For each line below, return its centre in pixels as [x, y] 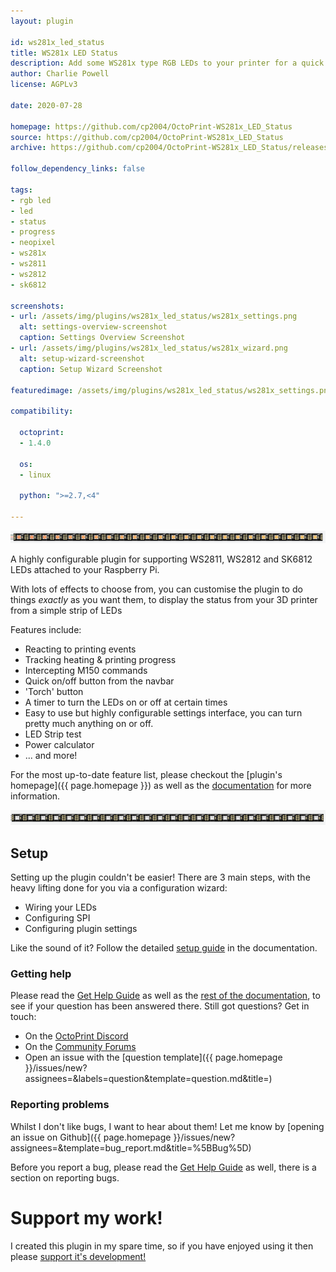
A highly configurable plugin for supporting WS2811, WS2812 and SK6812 [161, 559]
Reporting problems [60, 1105]
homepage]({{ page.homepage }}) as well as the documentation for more [161, 786]
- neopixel [33, 243]
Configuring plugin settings [81, 928]
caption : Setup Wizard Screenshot [91, 369]
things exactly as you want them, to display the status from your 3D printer [164, 600]
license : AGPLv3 [44, 85]
